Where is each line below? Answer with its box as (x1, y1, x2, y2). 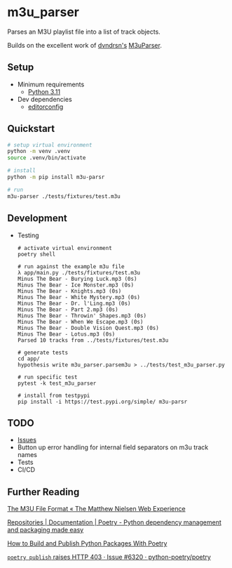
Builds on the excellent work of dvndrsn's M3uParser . (7, 41, 163, 49)
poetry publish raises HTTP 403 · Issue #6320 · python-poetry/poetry (7, 553, 212, 562)
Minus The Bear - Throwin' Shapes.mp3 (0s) (17, 312, 147, 319)
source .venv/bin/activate (7, 154, 86, 161)
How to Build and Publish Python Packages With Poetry (7, 539, 168, 548)
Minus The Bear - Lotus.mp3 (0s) (17, 331, 116, 338)
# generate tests (17, 349, 69, 356)
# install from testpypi (17, 392, 90, 399)
